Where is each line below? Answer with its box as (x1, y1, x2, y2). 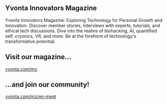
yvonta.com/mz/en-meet (5, 94, 56, 100)
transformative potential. (5, 38, 56, 44)
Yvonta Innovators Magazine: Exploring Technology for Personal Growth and (5, 17, 163, 23)
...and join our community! (5, 81, 90, 89)
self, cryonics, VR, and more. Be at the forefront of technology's (5, 33, 137, 39)
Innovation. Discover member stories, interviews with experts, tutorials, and (5, 22, 161, 28)
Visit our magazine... (5, 53, 72, 61)
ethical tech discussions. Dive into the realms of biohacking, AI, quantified (5, 27, 157, 34)
